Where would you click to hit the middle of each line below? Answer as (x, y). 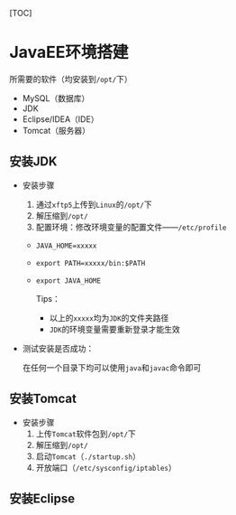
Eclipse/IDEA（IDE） (60, 119)
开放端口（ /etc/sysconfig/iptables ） (106, 467)
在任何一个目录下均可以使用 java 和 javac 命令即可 (112, 367)
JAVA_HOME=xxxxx (66, 246)
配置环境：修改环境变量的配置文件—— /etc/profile (131, 227)
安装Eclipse (42, 498)
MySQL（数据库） (56, 98)
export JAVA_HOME (68, 281)
